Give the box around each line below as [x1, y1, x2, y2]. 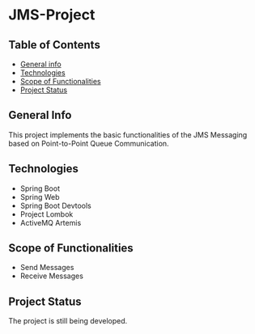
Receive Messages [19, 271, 83, 281]
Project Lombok [19, 209, 74, 219]
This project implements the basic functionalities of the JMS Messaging [8, 129, 248, 139]
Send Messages [19, 263, 74, 273]
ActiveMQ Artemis [19, 218, 82, 227]
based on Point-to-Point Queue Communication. [8, 138, 169, 148]
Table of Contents [8, 38, 101, 52]
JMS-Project [8, 6, 96, 24]
